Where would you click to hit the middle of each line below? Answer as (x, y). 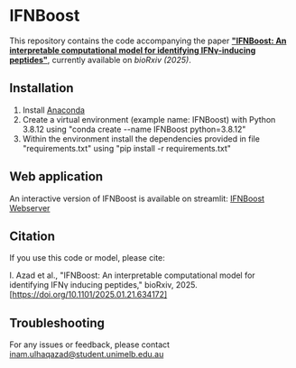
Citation (32, 236)
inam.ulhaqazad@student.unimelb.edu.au (87, 354)
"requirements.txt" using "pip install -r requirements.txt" (127, 148)
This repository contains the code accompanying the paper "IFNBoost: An (148, 41)
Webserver (30, 207)
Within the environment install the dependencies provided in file (141, 138)
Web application (56, 177)
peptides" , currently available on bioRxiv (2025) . (100, 60)
